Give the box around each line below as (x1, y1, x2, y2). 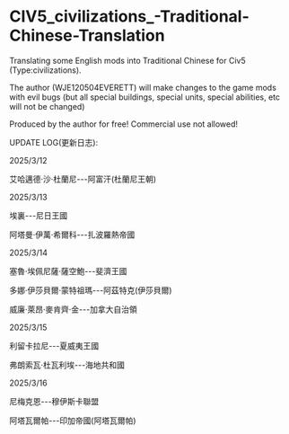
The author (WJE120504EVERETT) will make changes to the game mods (9, 82, 276, 93)
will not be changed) (9, 101, 85, 111)
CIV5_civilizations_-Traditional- (9, 6, 250, 27)
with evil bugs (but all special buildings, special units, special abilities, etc (9, 92, 281, 102)
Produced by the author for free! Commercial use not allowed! (9, 119, 239, 129)
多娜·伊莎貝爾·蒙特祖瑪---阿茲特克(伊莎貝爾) (9, 285, 172, 296)
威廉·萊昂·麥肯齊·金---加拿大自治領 (9, 304, 137, 314)
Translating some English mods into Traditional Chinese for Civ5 (9, 55, 247, 66)
